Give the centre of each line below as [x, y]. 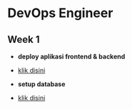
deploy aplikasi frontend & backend [71, 56]
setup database [41, 84]
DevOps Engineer [60, 13]
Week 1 [24, 40]
